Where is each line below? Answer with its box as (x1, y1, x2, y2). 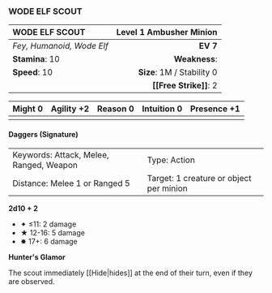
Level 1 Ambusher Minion (116, 27, 218, 38)
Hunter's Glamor (8, 252, 66, 261)
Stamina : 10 (12, 54, 61, 65)
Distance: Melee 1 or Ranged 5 (12, 177, 131, 188)
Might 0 (12, 103, 43, 114)
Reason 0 (96, 103, 135, 114)
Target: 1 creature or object (147, 172, 252, 183)
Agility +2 (50, 103, 90, 114)
